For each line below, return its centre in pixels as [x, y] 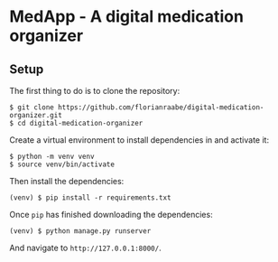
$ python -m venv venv [52, 156]
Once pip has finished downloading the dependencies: [111, 215]
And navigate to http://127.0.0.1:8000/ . [85, 248]
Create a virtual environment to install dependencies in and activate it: [139, 140]
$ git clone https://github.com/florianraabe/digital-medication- [137, 108]
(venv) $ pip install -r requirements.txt [90, 198]
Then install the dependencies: [67, 181]
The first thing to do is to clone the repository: [95, 91]
